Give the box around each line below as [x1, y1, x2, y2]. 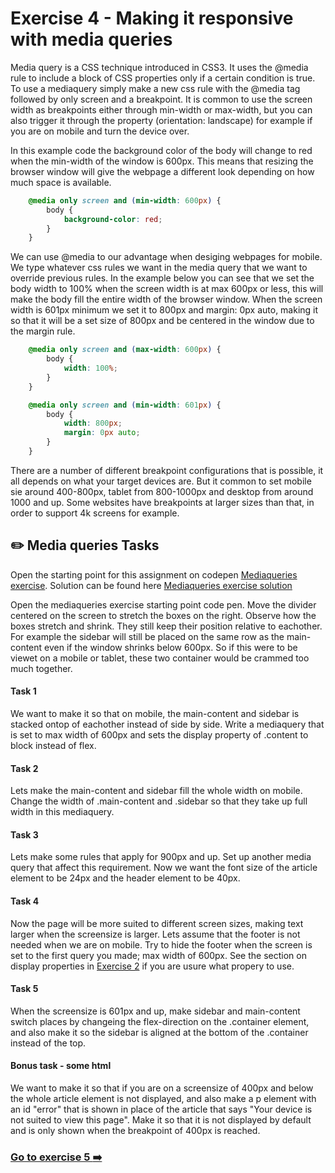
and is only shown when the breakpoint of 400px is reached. [10, 1124, 261, 1136]
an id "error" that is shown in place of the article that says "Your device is [10, 1103, 313, 1115]
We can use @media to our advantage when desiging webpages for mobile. [10, 251, 323, 263]
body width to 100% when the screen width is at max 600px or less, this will [10, 283, 324, 295]
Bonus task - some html [10, 1060, 112, 1072]
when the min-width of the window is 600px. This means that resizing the [10, 155, 314, 167]
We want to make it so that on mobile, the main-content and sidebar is [10, 707, 300, 719]
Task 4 [10, 895, 40, 907]
